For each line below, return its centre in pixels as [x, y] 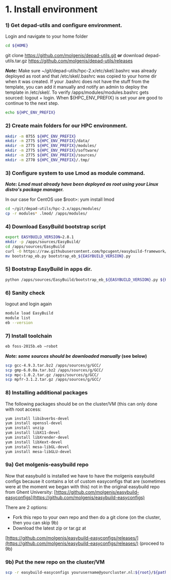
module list [18, 318]
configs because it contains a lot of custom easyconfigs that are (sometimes [85, 481]
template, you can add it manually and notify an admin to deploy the [76, 87]
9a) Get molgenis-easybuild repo [47, 465]
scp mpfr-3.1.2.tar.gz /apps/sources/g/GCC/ [53, 380]
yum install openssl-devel [34, 423]
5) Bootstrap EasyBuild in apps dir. [49, 269]
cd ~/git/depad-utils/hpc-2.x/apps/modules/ [53, 209]
